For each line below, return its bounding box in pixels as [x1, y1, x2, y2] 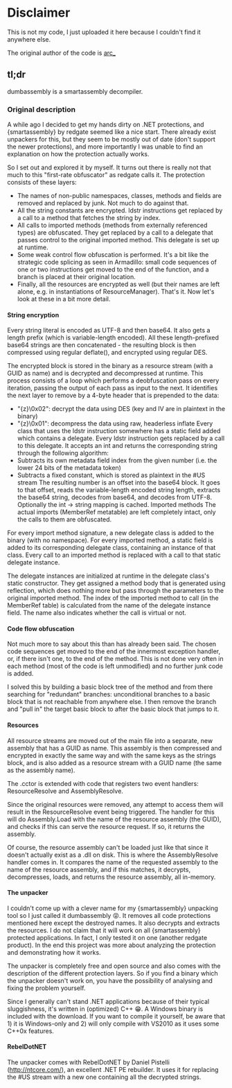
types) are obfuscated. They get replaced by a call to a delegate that [17, 228, 213, 237]
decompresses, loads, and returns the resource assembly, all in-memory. [7, 873, 216, 881]
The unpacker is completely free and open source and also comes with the [7, 962, 221, 970]
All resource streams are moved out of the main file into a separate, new [7, 736, 213, 744]
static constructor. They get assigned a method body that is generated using [7, 579, 226, 587]
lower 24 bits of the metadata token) [17, 464, 121, 472]
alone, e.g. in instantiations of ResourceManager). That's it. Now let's [17, 287, 215, 296]
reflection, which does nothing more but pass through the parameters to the [7, 587, 224, 595]
